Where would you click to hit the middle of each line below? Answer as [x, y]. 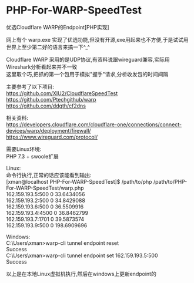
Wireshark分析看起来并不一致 [42, 67]
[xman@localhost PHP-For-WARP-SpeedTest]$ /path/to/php [79, 181]
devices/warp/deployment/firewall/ [48, 130]
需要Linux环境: [24, 149]
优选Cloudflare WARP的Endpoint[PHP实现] [58, 27]
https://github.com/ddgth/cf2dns [46, 106]
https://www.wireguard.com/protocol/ [52, 137]
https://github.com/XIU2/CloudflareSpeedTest [62, 93]
